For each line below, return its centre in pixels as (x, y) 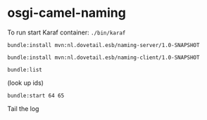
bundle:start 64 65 (36, 95)
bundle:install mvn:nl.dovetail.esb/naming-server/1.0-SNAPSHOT (103, 45)
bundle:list (25, 69)
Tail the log (23, 108)
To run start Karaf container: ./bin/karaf (67, 32)
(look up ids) (26, 83)
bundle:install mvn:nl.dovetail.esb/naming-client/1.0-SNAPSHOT (103, 58)
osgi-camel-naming (67, 13)
